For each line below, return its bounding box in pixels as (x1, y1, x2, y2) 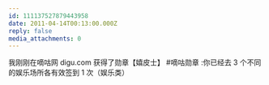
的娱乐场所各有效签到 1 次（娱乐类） (8, 68, 130, 78)
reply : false (8, 27, 53, 35)
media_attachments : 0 (8, 34, 82, 43)
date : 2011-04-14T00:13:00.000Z (8, 19, 117, 28)
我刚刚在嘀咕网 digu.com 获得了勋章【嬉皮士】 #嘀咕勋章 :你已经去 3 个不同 (8, 57, 262, 67)
